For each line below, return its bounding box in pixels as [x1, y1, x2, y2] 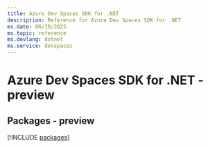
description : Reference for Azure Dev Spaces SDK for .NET [7, 17, 182, 24]
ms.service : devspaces [7, 42, 73, 49]
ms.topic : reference [7, 29, 67, 37]
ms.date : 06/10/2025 [7, 23, 67, 30]
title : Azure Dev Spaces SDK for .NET [7, 10, 119, 17]
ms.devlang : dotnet [7, 36, 64, 43]
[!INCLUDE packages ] [7, 133, 70, 141]
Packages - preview [7, 115, 95, 126]
